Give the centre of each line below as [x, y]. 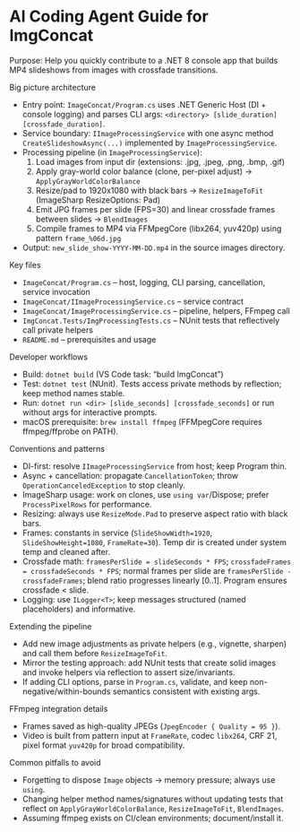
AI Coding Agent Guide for [109, 17]
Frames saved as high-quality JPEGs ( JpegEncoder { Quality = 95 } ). [151, 726]
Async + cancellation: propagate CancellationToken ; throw [130, 475]
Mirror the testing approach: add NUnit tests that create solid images [149, 663]
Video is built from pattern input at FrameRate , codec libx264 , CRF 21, [150, 735]
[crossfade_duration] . [64, 124]
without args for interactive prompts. [90, 412]
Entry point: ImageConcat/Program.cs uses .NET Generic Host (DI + [144, 104]
